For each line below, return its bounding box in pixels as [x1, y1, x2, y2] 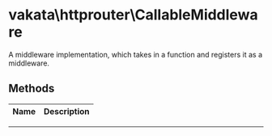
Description [43, 105, 91, 117]
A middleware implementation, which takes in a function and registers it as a [8, 49, 263, 59]
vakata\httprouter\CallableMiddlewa [8, 6, 258, 24]
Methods [8, 82, 55, 96]
